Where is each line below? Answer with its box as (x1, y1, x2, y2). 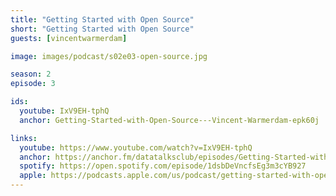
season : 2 (10, 69, 52, 80)
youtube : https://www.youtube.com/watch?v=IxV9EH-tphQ (19, 142, 253, 153)
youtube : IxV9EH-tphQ (19, 106, 110, 116)
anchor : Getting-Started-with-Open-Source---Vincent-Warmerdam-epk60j (19, 115, 320, 125)
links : (10, 133, 38, 143)
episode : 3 (10, 79, 56, 89)
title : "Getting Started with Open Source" (10, 14, 195, 25)
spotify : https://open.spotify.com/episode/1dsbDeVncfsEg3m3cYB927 (19, 161, 307, 171)
